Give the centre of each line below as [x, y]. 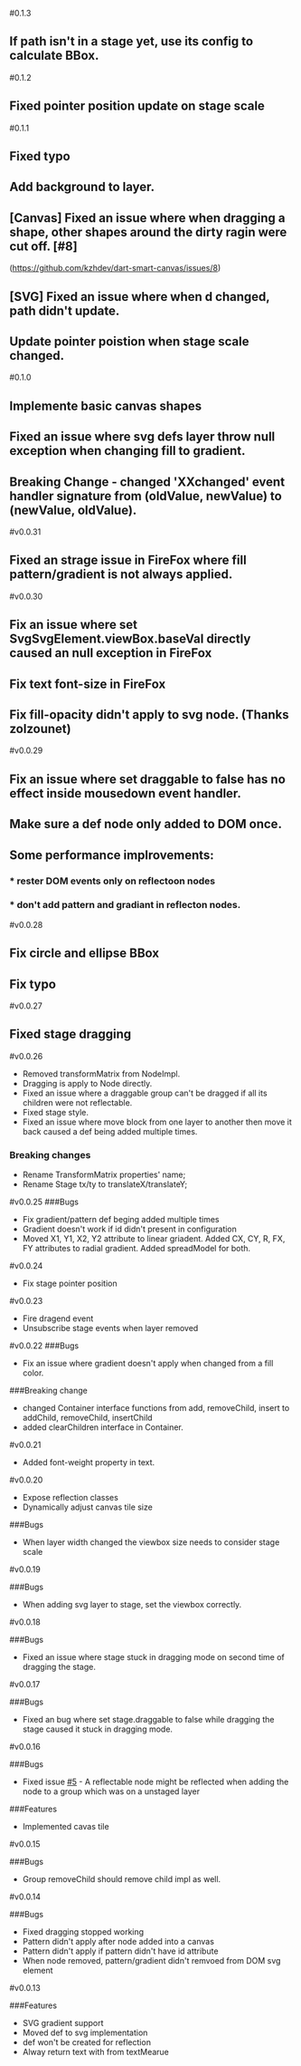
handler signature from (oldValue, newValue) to [146, 496]
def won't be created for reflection [87, 2042]
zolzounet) [40, 729]
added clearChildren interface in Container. [103, 1427]
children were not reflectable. [77, 1102]
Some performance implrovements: [112, 855]
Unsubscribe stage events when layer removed [110, 1328]
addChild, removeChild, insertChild [87, 1418]
